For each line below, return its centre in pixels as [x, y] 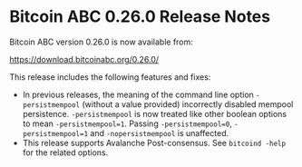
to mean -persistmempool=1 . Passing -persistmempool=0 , [127, 123]
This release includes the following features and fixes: [110, 77]
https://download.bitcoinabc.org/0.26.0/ [84, 59]
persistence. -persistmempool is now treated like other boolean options [155, 113]
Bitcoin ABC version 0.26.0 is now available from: [101, 42]
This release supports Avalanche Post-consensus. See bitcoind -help [154, 142]
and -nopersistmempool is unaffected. [160, 133]
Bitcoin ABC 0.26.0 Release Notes [140, 17]
